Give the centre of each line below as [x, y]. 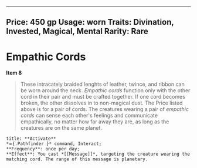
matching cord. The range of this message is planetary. [77, 159]
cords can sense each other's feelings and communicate [89, 116]
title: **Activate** [31, 139]
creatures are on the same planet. [61, 128]
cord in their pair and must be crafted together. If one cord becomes [103, 97]
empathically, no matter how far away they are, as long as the [95, 122]
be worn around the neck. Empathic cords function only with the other [105, 90]
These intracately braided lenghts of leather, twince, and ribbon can [102, 84]
